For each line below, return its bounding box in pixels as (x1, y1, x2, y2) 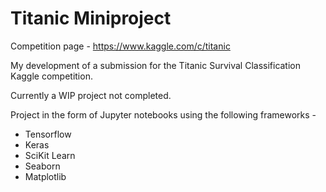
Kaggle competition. (10, 70, 93, 82)
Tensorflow (24, 128, 72, 140)
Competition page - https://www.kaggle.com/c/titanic (10, 40, 231, 52)
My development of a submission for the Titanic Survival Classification (10, 59, 302, 71)
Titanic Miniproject (10, 7, 172, 30)
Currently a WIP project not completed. (10, 89, 172, 101)
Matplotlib (24, 170, 67, 182)
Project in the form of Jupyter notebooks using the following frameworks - (10, 108, 317, 121)
